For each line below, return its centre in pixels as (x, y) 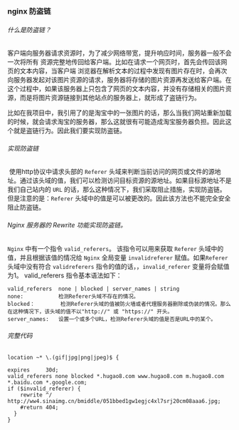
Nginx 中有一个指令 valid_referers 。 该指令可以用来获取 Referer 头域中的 (116, 248)
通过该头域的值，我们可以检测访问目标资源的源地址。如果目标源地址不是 (126, 180)
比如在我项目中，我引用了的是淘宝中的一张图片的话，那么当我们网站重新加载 (119, 113)
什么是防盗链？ (29, 29)
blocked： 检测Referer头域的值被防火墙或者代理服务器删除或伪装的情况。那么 (119, 304)
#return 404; (39, 407)
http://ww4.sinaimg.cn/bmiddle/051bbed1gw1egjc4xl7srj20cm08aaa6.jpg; (114, 401)
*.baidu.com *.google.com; (47, 382)
